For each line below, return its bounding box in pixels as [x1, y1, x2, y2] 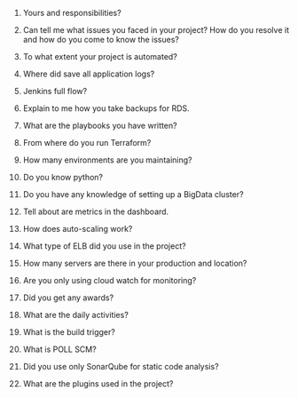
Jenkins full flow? [22, 86, 88, 96]
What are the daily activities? [22, 310, 129, 320]
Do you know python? [22, 172, 103, 182]
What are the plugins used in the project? [22, 378, 174, 389]
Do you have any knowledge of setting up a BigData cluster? [22, 189, 244, 199]
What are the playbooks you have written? [22, 120, 177, 131]
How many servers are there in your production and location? [22, 258, 247, 268]
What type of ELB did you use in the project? [22, 241, 186, 251]
